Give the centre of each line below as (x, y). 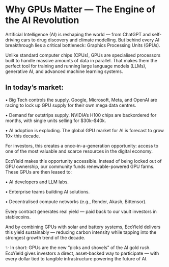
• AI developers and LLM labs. (37, 182)
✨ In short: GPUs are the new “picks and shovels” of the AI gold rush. (78, 247)
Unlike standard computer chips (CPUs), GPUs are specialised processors (83, 55)
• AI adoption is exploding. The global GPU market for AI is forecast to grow (85, 130)
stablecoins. (18, 217)
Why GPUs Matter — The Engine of (80, 9)
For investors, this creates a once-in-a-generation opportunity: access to (82, 145)
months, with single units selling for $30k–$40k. (56, 120)
